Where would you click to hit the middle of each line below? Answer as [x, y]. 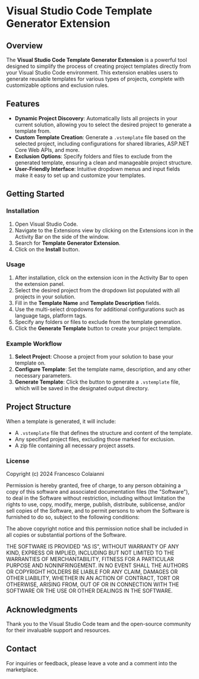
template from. [33, 131]
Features [23, 104]
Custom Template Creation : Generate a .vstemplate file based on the [100, 137]
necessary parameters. [43, 376]
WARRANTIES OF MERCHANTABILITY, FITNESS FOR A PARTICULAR [90, 559]
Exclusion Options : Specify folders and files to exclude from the [94, 156]
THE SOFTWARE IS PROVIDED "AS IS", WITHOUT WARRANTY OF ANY [93, 547]
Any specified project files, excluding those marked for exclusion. [95, 439]
